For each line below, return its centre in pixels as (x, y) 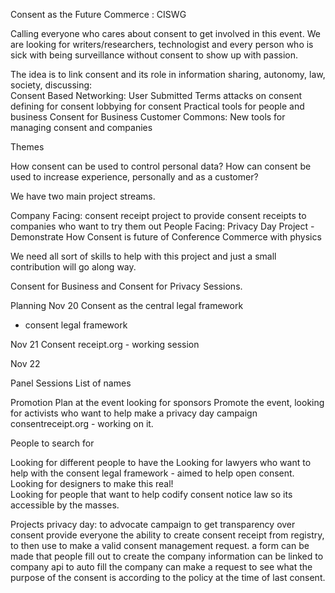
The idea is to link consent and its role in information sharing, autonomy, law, (168, 74)
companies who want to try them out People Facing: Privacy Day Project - (162, 226)
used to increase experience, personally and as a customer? (134, 177)
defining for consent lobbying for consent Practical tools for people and (157, 106)
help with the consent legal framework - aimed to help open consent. (152, 473)
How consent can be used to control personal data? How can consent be (161, 166)
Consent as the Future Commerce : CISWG (98, 14)
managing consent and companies (81, 127)
